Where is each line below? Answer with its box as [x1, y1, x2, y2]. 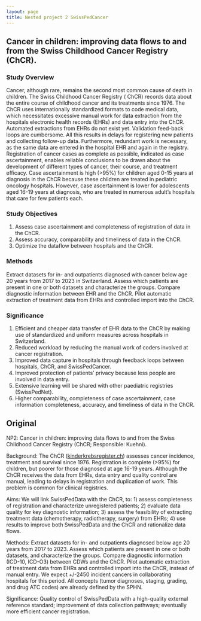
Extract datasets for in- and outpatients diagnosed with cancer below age [6, 270, 188, 278]
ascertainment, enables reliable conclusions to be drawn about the [6, 157, 170, 164]
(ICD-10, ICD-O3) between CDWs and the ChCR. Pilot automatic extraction [6, 558, 190, 565]
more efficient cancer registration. [6, 608, 91, 615]
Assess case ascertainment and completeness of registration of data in [14, 223, 191, 230]
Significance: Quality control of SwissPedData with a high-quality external [6, 595, 188, 602]
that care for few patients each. [6, 195, 84, 202]
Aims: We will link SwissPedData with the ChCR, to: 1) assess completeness [6, 495, 193, 503]
